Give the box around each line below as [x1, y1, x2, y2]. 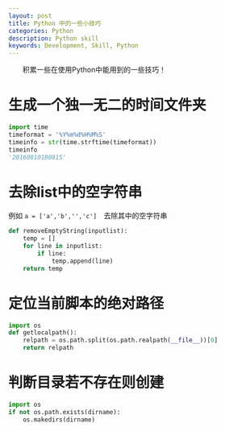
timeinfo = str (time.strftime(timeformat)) [8, 138, 157, 146]
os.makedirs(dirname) [23, 416, 95, 424]
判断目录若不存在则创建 [8, 374, 165, 392]
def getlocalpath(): [8, 329, 78, 337]
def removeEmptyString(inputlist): [8, 227, 128, 235]
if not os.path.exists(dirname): [8, 408, 121, 416]
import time [8, 123, 48, 131]
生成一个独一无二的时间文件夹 [8, 96, 207, 114]
